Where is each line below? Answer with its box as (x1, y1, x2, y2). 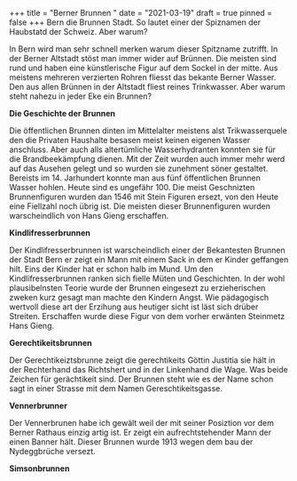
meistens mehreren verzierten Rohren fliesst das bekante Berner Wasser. (9, 72, 277, 83)
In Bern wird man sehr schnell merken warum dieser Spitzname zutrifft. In (9, 44, 278, 54)
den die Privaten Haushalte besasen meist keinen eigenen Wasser (9, 135, 251, 145)
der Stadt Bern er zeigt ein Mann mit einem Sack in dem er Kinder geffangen (9, 254, 289, 265)
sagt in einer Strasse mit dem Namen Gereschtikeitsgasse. (9, 383, 223, 394)
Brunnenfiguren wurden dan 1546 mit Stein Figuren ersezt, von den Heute (9, 191, 279, 202)
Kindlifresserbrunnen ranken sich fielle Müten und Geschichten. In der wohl (9, 273, 285, 284)
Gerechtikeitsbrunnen (9, 338, 92, 348)
